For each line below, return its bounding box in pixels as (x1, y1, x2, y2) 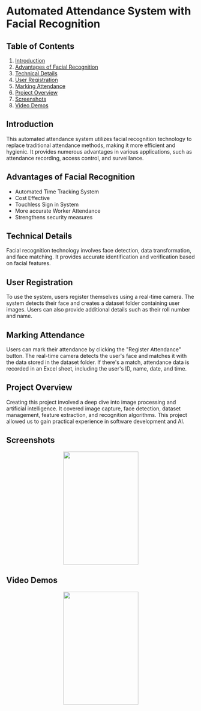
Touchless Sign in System (14, 201, 79, 208)
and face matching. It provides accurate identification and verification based (6, 253, 195, 260)
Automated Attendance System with (6, 4, 191, 18)
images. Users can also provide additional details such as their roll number (6, 306, 191, 313)
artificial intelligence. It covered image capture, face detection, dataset (6, 405, 181, 412)
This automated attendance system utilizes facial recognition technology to (6, 135, 192, 142)
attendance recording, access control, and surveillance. (6, 154, 144, 161)
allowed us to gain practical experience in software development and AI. (6, 418, 185, 425)
